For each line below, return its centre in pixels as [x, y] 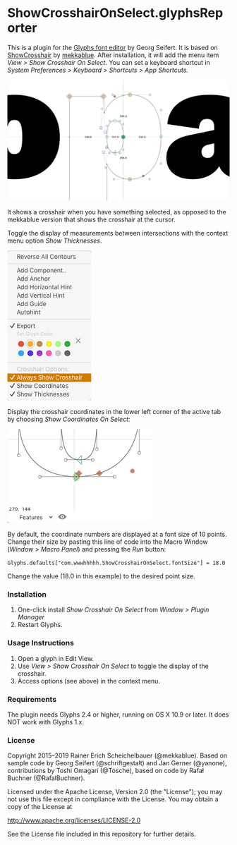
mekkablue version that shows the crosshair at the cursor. [92, 219]
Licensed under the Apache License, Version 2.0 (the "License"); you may [115, 792]
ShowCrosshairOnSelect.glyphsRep [115, 13]
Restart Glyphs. [40, 625]
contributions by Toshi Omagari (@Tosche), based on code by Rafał [106, 771]
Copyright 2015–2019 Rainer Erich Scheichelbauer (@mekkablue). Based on [117, 755]
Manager [31, 617]
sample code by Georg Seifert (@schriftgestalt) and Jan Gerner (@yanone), [117, 763]
